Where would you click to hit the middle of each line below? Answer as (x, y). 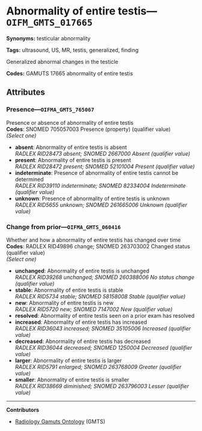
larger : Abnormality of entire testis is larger (68, 360)
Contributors (23, 410)
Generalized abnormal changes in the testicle (62, 61)
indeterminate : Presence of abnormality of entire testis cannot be (96, 172)
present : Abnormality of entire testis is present (73, 160)
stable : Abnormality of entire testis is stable (69, 290)
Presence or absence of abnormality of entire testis (70, 122)
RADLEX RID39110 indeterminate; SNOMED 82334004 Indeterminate (100, 186)
